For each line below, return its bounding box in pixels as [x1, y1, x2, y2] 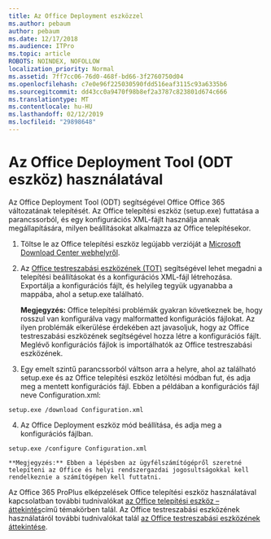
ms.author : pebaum [8, 20, 71, 28]
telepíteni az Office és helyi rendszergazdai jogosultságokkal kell [8, 466, 250, 474]
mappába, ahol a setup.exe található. [20, 289, 144, 299]
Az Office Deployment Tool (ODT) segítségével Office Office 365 [8, 197, 225, 207]
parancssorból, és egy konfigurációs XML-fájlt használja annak [8, 214, 220, 224]
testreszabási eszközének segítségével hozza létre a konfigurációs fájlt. [20, 331, 262, 340]
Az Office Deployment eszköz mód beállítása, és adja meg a [20, 420, 222, 430]
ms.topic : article [8, 50, 71, 58]
